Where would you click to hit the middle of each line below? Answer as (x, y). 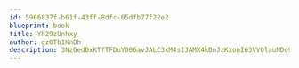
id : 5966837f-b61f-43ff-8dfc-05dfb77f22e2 (89, 17)
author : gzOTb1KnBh (45, 42)
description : (33, 50)
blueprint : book (39, 26)
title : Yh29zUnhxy (43, 34)
